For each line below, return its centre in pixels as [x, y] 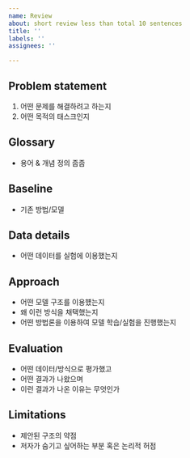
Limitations [37, 415]
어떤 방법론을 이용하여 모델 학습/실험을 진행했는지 [98, 322]
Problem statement [58, 86]
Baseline [31, 189]
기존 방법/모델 [42, 209]
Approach [34, 281]
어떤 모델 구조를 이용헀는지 [62, 302]
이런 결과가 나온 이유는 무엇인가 [70, 389]
